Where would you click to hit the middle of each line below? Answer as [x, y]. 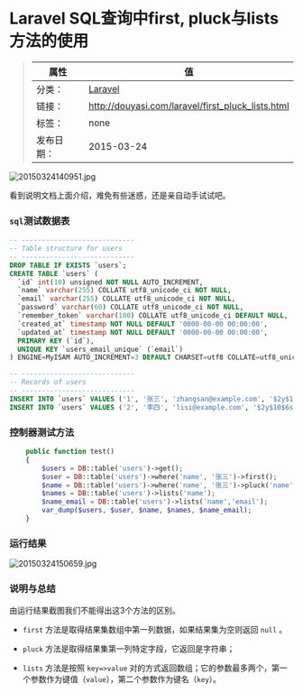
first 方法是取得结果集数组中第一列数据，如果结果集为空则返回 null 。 [155, 629]
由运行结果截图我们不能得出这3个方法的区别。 [95, 610]
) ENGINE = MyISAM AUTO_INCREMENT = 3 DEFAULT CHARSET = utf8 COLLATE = [134, 357]
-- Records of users [48, 383]
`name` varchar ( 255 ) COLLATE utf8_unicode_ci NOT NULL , [124, 291]
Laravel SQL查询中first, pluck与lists [144, 18]
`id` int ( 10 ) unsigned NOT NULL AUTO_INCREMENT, [110, 282]
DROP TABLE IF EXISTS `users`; [68, 265]
